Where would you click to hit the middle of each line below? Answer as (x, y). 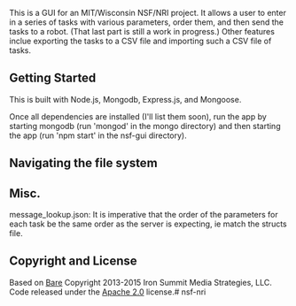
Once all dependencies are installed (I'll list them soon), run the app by (138, 116)
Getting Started (53, 78)
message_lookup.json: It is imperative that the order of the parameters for (144, 215)
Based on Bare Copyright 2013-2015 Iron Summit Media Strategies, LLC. (140, 282)
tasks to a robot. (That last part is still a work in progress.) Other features (142, 31)
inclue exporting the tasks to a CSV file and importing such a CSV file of (140, 41)
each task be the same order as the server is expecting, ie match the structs (148, 224)
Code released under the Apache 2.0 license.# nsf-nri (108, 292)
